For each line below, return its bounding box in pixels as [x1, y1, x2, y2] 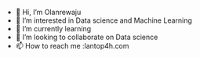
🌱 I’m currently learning [15, 24, 92, 33]
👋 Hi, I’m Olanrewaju [15, 8, 82, 16]
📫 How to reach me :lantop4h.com [15, 42, 129, 50]
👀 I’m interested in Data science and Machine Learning [15, 16, 192, 25]
